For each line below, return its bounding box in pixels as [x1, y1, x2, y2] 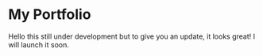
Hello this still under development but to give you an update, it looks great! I [8, 32, 256, 41]
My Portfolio [8, 6, 91, 24]
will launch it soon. [8, 39, 69, 49]
